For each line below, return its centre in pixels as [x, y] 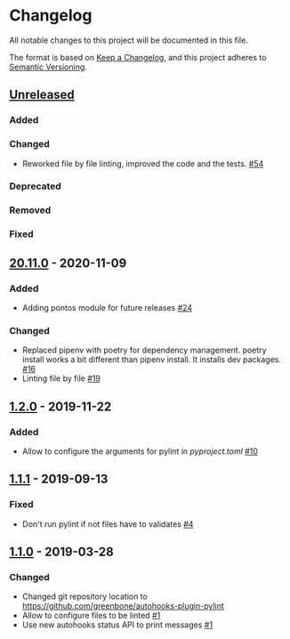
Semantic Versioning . [48, 67]
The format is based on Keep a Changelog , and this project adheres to [138, 57]
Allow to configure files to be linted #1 [91, 616]
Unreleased [42, 95]
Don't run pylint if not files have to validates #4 [108, 524]
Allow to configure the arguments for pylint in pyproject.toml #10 [140, 451]
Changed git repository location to [85, 596]
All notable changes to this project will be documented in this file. [129, 40]
